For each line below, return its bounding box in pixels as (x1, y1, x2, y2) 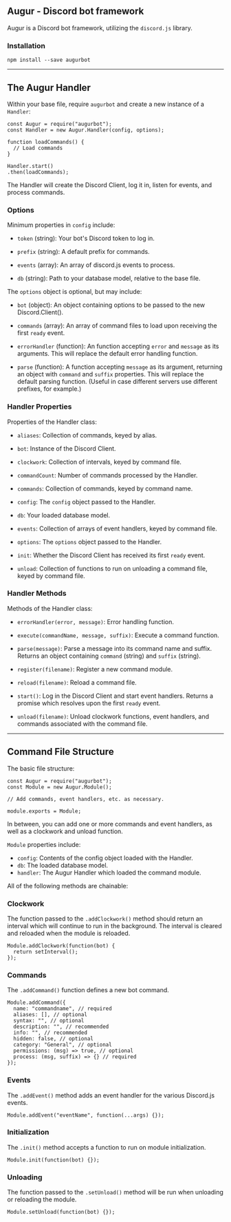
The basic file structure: (7, 764, 75, 773)
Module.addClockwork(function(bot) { (7, 942, 115, 949)
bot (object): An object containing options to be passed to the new (16, 301, 206, 309)
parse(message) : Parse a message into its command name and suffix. (16, 644, 212, 652)
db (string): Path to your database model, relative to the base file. (16, 275, 201, 283)
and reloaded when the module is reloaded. (7, 929, 131, 937)
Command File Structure (7, 746, 115, 758)
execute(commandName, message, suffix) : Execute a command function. (16, 631, 220, 639)
